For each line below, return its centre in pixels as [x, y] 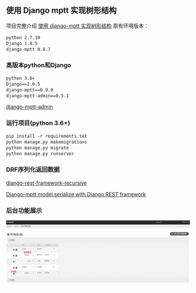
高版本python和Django [39, 65]
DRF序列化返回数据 [33, 170]
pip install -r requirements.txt [47, 137]
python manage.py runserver [40, 154]
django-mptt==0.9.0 [30, 90]
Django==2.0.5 [23, 84]
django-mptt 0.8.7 [28, 49]
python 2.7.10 [23, 38]
